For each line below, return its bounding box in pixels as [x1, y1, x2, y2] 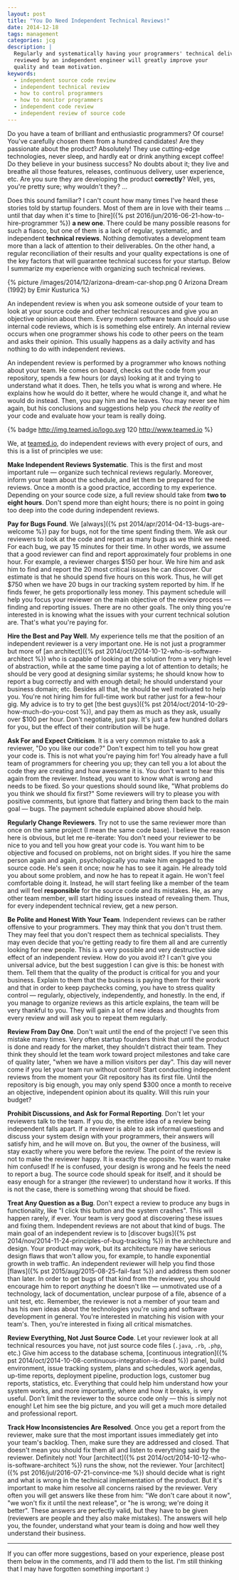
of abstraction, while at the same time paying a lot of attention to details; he [7, 661, 229, 670]
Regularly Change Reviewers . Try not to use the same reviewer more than [7, 818, 226, 827]
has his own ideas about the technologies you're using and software [7, 1304, 208, 1313]
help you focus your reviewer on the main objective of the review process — [7, 595, 231, 604]
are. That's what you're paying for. [7, 617, 109, 627]
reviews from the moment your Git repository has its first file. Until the [7, 1072, 212, 1081]
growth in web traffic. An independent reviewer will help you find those [7, 1259, 216, 1267]
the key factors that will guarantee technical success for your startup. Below [7, 256, 231, 265]
